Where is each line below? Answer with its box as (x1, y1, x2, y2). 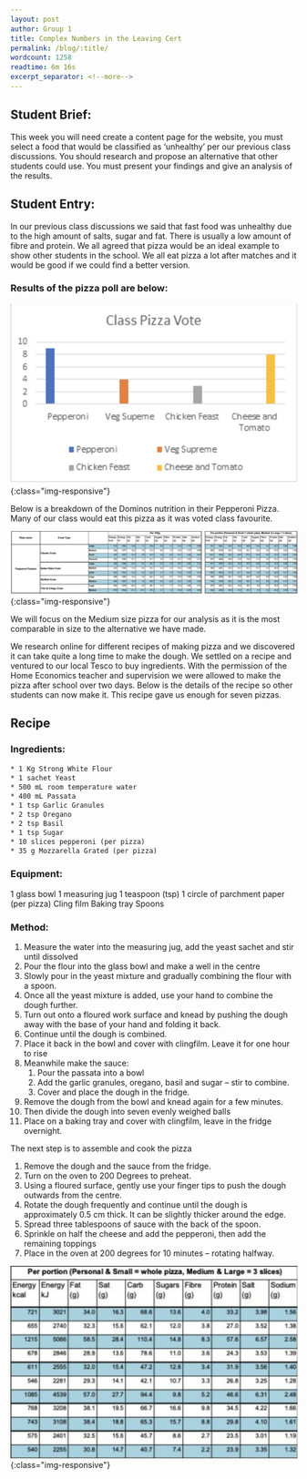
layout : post (10, 15, 60, 24)
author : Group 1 (10, 24, 72, 34)
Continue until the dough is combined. (23, 1028, 168, 1039)
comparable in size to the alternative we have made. (10, 623, 207, 634)
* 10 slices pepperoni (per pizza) (10, 838, 146, 847)
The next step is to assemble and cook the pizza (10, 1143, 192, 1154)
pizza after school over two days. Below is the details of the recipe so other (10, 679, 293, 690)
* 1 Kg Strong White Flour (10, 765, 113, 774)
